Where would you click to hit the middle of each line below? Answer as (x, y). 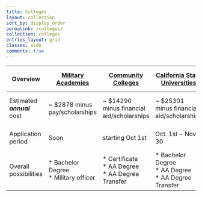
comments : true (25, 51)
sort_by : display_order (36, 23)
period (19, 142)
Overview (26, 79)
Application (25, 134)
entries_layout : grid (33, 40)
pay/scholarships (73, 112)
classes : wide (24, 46)
